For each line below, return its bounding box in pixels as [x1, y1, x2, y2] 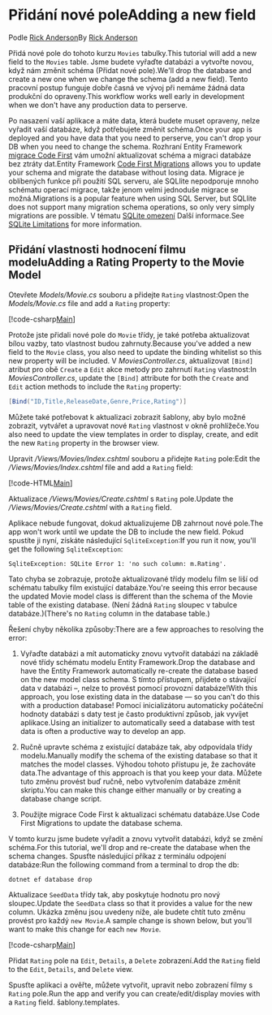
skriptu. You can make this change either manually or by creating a [19, 785, 242, 795]
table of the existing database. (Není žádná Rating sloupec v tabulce [8, 599, 238, 610]
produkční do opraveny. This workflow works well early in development [8, 91, 245, 101]
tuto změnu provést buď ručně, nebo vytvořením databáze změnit [19, 776, 241, 786]
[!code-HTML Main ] [8, 477, 73, 488]
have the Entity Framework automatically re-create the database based [19, 666, 258, 676]
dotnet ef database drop [8, 875, 93, 883]
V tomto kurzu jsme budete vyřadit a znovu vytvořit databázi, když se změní [8, 834, 263, 844]
